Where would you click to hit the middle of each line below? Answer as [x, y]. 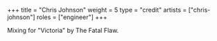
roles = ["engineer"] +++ [72, 17]
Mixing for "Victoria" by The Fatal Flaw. [63, 30]
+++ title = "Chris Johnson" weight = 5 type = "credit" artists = [97, 10]
